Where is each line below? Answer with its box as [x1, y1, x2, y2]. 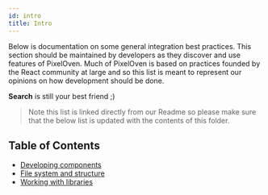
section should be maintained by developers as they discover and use [8, 50, 241, 60]
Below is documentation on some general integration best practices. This [8, 41, 252, 51]
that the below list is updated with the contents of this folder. [27, 115, 230, 125]
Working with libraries [19, 177, 94, 187]
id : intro [8, 11, 42, 20]
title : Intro [8, 19, 52, 27]
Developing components [19, 160, 103, 170]
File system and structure [19, 168, 105, 178]
